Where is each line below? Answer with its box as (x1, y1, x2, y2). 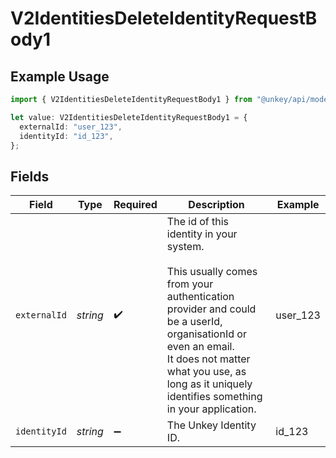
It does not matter (166, 352, 251, 366)
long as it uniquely (166, 377, 253, 391)
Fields (10, 168, 50, 185)
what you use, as (166, 365, 247, 379)
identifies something (166, 390, 263, 404)
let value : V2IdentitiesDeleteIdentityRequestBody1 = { (10, 112, 248, 122)
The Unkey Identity (166, 418, 257, 432)
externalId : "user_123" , (19, 122, 123, 132)
